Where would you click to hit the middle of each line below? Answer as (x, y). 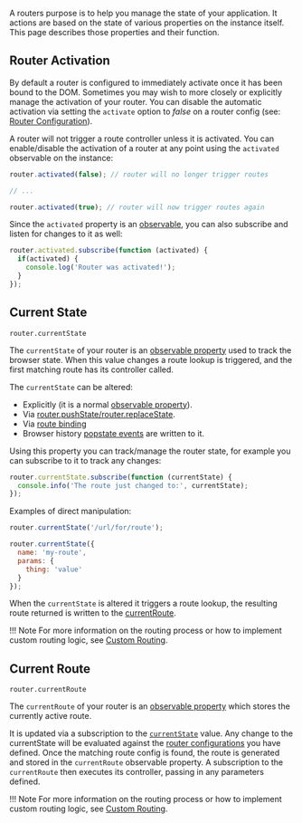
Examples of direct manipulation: (71, 512)
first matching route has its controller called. (92, 369)
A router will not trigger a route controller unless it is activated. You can (142, 139)
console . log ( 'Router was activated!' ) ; (101, 268)
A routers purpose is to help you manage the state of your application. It (143, 13)
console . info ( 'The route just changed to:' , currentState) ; (133, 485)
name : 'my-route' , (52, 552)
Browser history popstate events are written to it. (113, 433)
